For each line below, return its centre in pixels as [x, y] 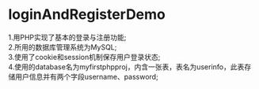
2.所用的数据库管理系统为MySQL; [63, 47]
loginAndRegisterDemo [87, 15]
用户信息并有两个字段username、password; [86, 76]
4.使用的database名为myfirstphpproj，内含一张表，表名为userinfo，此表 [126, 67]
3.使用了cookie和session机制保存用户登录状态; [84, 57]
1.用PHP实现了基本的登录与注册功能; [67, 37]
